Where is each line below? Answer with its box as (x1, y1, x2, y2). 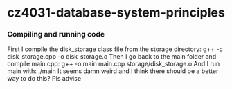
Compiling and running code (7, 30, 105, 39)
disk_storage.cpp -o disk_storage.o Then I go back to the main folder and (7, 52, 217, 61)
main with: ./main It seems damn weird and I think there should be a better (7, 67, 219, 75)
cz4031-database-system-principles (7, 5, 225, 21)
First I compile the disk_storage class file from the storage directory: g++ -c (7, 45, 223, 53)
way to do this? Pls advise (7, 75, 82, 83)
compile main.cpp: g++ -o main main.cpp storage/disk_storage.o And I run (7, 60, 220, 68)
